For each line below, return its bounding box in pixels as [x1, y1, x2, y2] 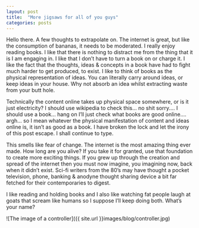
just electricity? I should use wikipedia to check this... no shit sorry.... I [6, 105, 178, 112]
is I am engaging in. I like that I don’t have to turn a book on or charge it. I [6, 55, 185, 63]
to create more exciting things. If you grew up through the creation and [6, 154, 180, 161]
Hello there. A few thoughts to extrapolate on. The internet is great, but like [6, 36, 190, 43]
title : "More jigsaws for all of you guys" [6, 14, 119, 20]
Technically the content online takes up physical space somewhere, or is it [6, 98, 189, 105]
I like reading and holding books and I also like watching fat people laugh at [6, 191, 191, 198]
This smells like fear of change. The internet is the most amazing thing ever [6, 141, 191, 149]
